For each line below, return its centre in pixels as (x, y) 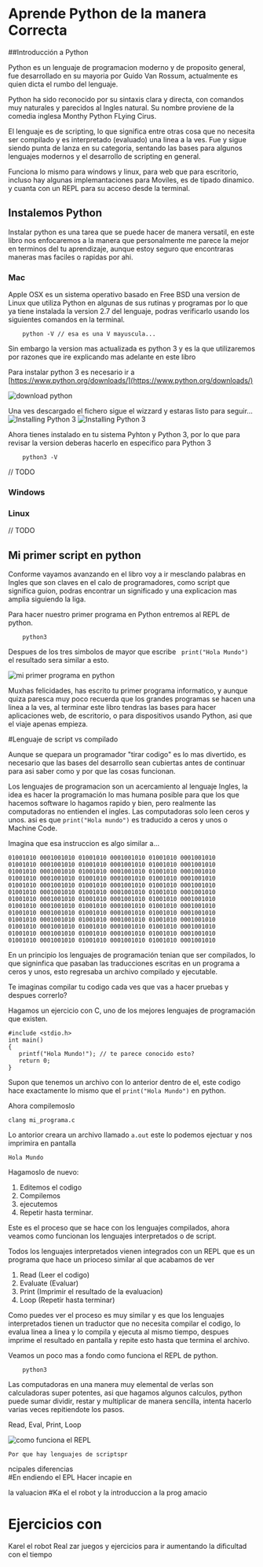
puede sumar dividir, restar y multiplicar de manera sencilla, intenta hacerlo (130, 1401)
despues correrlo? (38, 995)
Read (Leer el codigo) (55, 1275)
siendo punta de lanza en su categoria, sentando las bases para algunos (125, 148)
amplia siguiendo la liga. (47, 599)
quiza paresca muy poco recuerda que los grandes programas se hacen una (132, 699)
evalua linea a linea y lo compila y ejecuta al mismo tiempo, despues (119, 1332)
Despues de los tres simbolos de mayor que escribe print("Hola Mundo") (128, 652)
